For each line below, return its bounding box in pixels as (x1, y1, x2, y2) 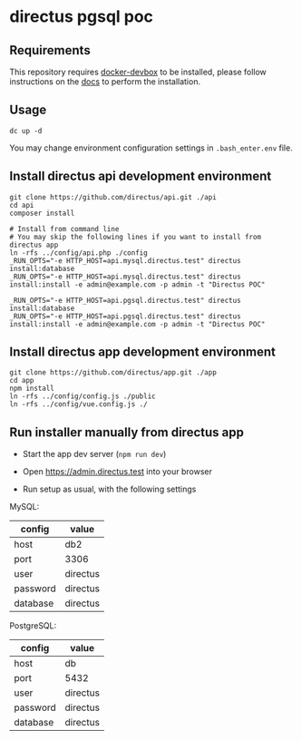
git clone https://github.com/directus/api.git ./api (9, 192, 218, 201)
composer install (9, 209, 75, 218)
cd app (9, 376, 34, 385)
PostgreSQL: (9, 620, 57, 631)
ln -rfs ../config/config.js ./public (9, 392, 156, 401)
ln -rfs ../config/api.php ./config (9, 248, 148, 258)
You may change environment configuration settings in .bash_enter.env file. (9, 142, 293, 153)
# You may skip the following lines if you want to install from (9, 232, 261, 241)
